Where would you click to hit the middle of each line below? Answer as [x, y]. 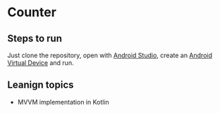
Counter [32, 12]
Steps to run [35, 38]
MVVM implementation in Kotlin [63, 102]
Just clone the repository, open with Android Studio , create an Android [110, 55]
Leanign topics [41, 85]
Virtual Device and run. [41, 63]
